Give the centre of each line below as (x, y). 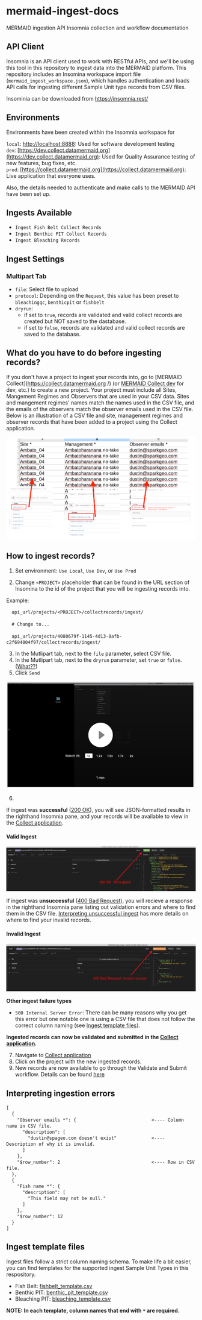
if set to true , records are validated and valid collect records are (103, 315)
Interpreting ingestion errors (61, 1093)
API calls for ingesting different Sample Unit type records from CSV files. (96, 87)
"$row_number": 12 (40, 1217)
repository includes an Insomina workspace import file (74, 74)
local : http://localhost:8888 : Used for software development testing (90, 143)
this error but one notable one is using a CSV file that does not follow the (105, 1019)
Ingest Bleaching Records (47, 240)
